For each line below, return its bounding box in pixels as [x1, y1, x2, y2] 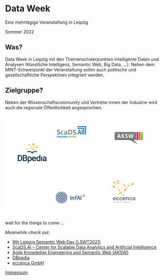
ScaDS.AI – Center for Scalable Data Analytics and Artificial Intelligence [12, 245, 157, 250]
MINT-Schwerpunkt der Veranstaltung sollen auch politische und [5, 67, 137, 72]
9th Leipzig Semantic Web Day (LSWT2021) [12, 239, 101, 245]
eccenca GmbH [12, 260, 44, 266]
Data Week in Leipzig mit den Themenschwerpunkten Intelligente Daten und [5, 56, 159, 62]
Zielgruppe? [5, 86, 43, 95]
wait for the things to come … [5, 220, 65, 226]
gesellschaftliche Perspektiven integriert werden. [5, 72, 105, 78]
